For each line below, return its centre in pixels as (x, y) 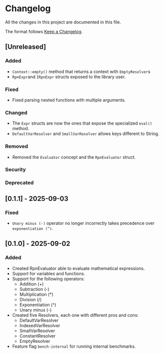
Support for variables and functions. (49, 273)
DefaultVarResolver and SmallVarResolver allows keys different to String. (86, 134)
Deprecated (20, 183)
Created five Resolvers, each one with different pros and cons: (75, 315)
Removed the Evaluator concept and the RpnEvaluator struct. (74, 157)
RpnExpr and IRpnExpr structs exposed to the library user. (69, 77)
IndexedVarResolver (40, 325)
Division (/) (30, 299)
